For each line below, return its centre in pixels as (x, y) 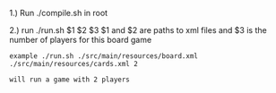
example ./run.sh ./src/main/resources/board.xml (104, 56)
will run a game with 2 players (69, 80)
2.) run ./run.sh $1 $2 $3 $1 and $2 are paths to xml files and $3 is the (138, 30)
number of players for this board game (81, 40)
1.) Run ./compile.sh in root (59, 13)
